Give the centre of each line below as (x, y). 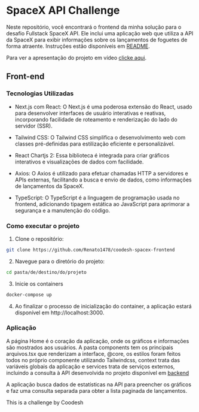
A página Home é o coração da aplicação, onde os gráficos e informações (98, 341)
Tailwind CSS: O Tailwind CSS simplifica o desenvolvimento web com (100, 137)
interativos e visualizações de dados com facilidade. (79, 162)
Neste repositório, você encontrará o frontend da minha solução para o (94, 27)
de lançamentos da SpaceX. (50, 186)
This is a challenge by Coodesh (45, 402)
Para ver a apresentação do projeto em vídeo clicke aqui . (76, 57)
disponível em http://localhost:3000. (59, 313)
